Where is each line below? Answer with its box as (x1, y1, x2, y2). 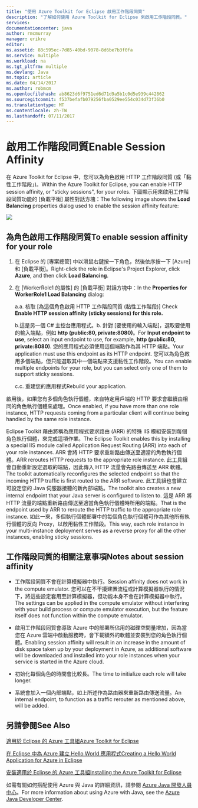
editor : (6, 42, 25, 48)
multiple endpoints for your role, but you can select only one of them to (14, 364, 187, 371)
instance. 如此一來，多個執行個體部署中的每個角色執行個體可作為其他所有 (6, 513, 184, 520)
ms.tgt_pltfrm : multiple (6, 63, 67, 70)
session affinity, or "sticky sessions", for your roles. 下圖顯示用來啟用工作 (6, 188, 184, 196)
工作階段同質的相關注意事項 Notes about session (6, 552, 184, 562)
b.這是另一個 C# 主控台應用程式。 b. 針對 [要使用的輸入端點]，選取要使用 (14, 322, 191, 328)
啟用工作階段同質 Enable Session (6, 140, 166, 154)
